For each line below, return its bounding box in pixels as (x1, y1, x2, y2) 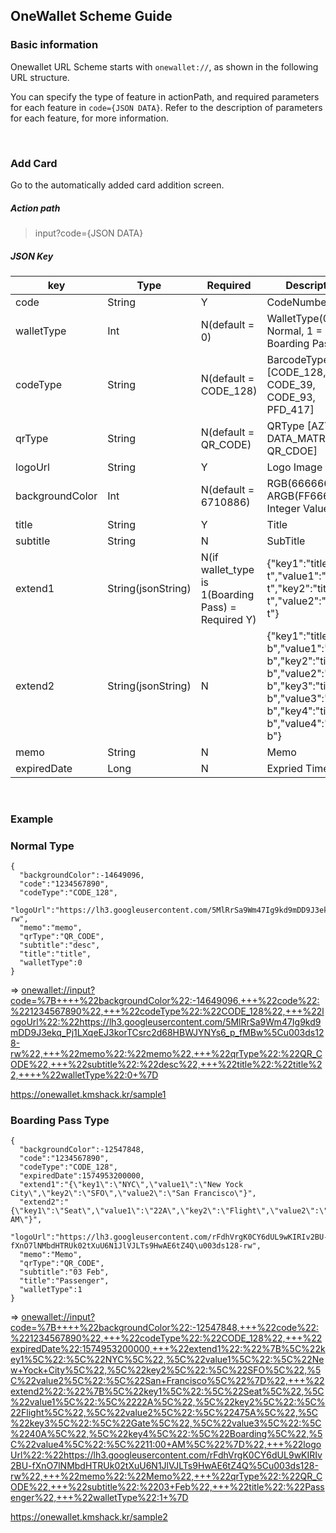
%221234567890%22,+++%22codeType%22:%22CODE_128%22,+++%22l (10, 1005, 325, 1018)
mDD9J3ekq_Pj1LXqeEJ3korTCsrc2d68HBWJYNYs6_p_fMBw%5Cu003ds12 (10, 1027, 325, 1039)
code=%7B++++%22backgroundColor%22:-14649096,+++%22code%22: (10, 995, 320, 1007)
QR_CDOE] (266, 444, 318, 458)
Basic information (10, 38, 99, 52)
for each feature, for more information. (10, 112, 169, 124)
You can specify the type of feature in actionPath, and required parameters (10, 90, 320, 103)
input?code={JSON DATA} (34, 227, 144, 239)
